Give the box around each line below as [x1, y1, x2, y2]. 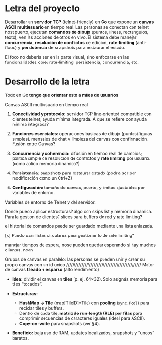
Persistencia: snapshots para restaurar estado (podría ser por [12, 170, 136, 176]
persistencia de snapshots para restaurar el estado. [21, 45, 126, 50]
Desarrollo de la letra [5, 76, 90, 87]
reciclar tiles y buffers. [19, 305, 64, 311]
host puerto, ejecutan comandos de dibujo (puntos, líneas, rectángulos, [5, 29, 148, 35]
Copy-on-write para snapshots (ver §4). [19, 320, 100, 326]
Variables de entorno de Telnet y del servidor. [5, 199, 96, 205]
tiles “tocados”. [12, 281, 43, 287]
